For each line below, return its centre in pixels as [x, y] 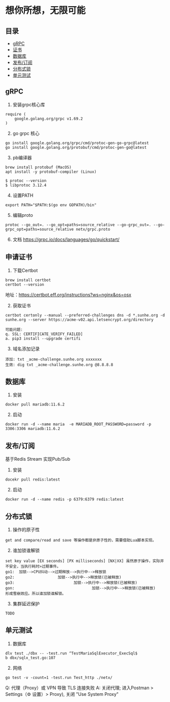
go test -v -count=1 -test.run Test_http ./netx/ [59, 677]
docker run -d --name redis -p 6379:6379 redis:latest [65, 500]
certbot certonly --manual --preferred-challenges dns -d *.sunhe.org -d [85, 315]
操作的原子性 [26, 530]
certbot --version [25, 284]
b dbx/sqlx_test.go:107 [31, 658]
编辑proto [23, 215]
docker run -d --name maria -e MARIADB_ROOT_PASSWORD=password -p [78, 424]
